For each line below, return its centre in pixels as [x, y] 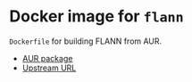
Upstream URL [49, 68]
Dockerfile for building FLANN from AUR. [86, 41]
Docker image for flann [96, 16]
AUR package [47, 58]
